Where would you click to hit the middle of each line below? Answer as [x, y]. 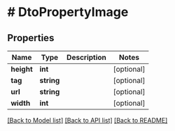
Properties [31, 38]
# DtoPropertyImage [68, 12]
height [22, 69]
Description [86, 57]
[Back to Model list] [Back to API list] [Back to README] [87, 120]
